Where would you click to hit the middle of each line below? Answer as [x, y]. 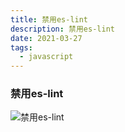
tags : [21, 47]
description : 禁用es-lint [62, 29]
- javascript [46, 57]
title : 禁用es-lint [49, 19]
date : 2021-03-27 [46, 38]
